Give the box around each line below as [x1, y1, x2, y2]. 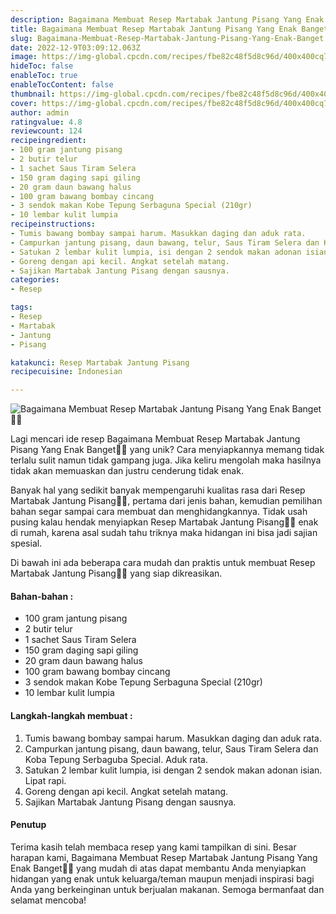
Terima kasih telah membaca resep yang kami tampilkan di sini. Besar [10, 841, 297, 853]
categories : [10, 275, 60, 285]
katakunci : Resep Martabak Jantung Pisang [10, 357, 190, 368]
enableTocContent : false [10, 80, 114, 90]
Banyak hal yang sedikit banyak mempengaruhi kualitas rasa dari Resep [10, 484, 306, 496]
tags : [10, 302, 33, 313]
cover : [10, 98, 38, 108]
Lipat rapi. [24, 774, 67, 786]
